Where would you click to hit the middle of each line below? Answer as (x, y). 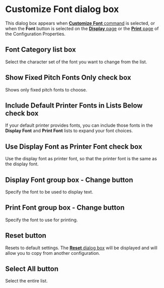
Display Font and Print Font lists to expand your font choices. (69, 131)
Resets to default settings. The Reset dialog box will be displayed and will (81, 248)
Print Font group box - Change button (65, 208)
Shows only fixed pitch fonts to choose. (46, 89)
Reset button (26, 235)
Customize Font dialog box (62, 9)
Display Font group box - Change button (69, 180)
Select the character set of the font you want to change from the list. (76, 62)
